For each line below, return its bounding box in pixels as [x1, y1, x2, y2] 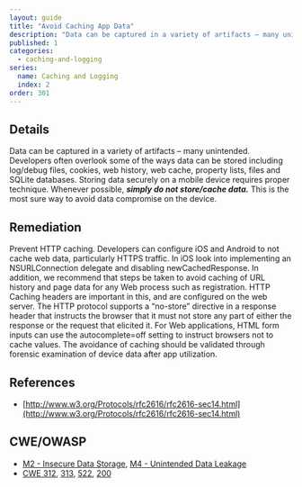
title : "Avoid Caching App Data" [9, 22, 135, 31]
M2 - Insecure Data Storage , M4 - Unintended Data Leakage [22, 458, 247, 469]
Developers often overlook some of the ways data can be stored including [9, 155, 283, 167]
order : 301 [9, 88, 50, 97]
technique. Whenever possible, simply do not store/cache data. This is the [9, 184, 289, 194]
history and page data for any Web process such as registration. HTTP [9, 282, 271, 293]
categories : [9, 47, 54, 56]
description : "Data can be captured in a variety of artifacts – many [9, 30, 280, 39]
